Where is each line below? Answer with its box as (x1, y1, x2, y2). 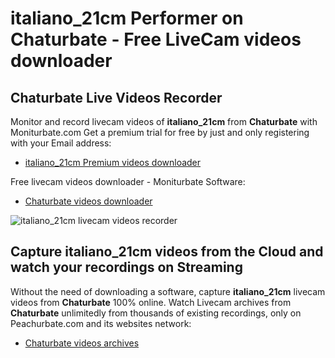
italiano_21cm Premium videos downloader (24, 157, 202, 168)
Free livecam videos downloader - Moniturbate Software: (10, 176, 246, 187)
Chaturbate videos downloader (24, 195, 153, 207)
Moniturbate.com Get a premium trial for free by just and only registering (10, 127, 310, 138)
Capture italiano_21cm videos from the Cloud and (10, 243, 324, 261)
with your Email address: (10, 137, 112, 149)
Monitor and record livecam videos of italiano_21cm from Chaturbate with (10, 116, 318, 127)
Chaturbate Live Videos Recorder (10, 89, 223, 106)
